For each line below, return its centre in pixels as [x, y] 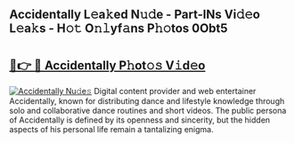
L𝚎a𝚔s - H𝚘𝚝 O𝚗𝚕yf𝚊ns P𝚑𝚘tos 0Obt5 [119, 29]
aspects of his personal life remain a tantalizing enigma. [111, 129]
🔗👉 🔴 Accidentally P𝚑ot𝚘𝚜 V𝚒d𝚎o [107, 65]
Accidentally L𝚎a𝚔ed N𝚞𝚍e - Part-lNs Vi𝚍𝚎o [135, 15]
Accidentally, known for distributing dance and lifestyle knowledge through [147, 101]
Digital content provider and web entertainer [175, 91]
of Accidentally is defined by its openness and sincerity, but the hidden [139, 120]
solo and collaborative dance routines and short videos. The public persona [148, 111]
